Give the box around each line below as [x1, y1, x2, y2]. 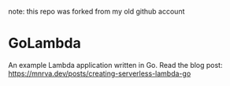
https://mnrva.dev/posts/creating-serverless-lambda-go [8, 69, 191, 78]
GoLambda [8, 35, 81, 52]
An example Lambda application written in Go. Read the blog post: [8, 60, 223, 69]
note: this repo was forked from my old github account [8, 7, 185, 16]
